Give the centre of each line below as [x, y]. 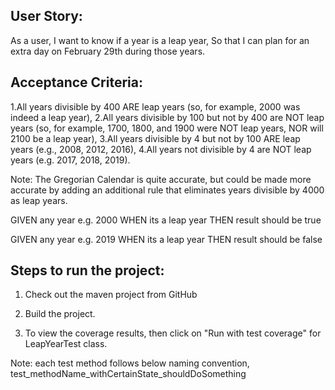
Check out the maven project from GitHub [111, 295]
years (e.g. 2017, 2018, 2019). [70, 160]
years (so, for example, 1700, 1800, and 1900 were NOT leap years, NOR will [167, 128]
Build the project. [60, 314]
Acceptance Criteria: [76, 82]
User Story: [46, 16]
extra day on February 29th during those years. [108, 51]
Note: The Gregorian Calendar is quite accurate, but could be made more [161, 179]
